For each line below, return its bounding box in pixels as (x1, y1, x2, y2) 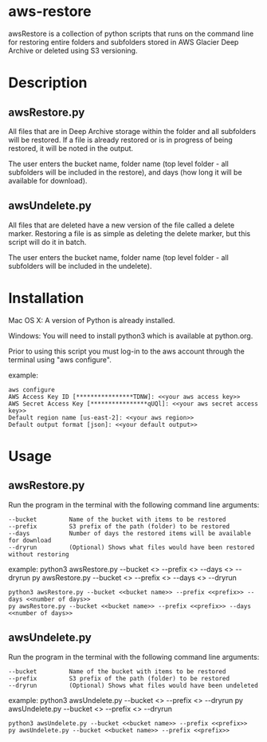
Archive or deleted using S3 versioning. (8, 45, 138, 55)
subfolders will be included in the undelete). (8, 261, 152, 270)
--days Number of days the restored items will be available (8, 529, 251, 537)
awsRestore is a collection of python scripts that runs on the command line (8, 29, 254, 38)
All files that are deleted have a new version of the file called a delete (8, 220, 235, 230)
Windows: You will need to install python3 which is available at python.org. (8, 330, 253, 341)
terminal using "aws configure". (8, 354, 112, 365)
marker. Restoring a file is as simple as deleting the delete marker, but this (8, 228, 251, 238)
